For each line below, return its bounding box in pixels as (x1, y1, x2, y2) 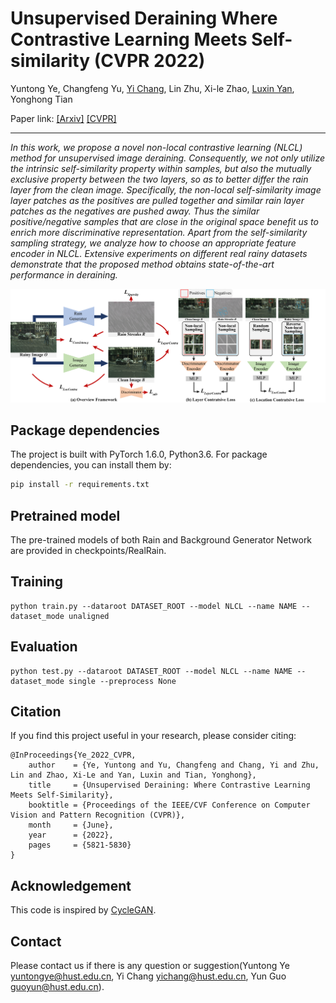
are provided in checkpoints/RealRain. (10, 545, 167, 557)
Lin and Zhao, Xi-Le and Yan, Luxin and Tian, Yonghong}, (10, 770, 257, 781)
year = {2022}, (28, 830, 114, 841)
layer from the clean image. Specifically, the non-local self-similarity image (10, 183, 322, 196)
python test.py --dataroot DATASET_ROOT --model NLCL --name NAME (10, 666, 293, 676)
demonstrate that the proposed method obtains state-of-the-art (10, 258, 275, 270)
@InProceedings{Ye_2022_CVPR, (10, 750, 137, 761)
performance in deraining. (10, 268, 118, 281)
